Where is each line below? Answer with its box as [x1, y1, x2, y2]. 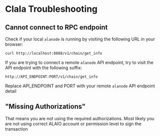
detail [5, 88, 17, 94]
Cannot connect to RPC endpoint [5, 23, 108, 32]
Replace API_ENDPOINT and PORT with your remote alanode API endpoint [5, 83, 155, 89]
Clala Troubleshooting [5, 3, 97, 15]
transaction [5, 126, 28, 132]
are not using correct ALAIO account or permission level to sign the [5, 121, 142, 127]
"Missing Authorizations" [5, 102, 86, 111]
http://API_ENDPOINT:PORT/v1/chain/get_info [5, 74, 98, 79]
